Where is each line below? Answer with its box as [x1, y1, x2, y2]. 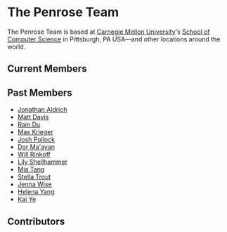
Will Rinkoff [17, 150, 51, 159]
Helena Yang [17, 188, 55, 196]
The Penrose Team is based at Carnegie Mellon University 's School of [7, 27, 211, 36]
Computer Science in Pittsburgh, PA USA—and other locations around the [7, 34, 221, 43]
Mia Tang [17, 165, 45, 174]
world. [7, 42, 26, 51]
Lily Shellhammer [17, 157, 68, 166]
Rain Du [17, 120, 41, 129]
